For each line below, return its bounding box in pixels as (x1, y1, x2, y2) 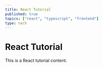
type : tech (5, 20, 27, 26)
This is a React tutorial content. (5, 58, 67, 64)
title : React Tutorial (5, 7, 51, 12)
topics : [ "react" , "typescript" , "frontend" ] (5, 16, 99, 21)
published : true (5, 12, 38, 17)
